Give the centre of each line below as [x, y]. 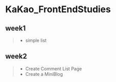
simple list [36, 40]
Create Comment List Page [54, 69]
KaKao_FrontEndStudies [58, 9]
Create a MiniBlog [44, 74]
